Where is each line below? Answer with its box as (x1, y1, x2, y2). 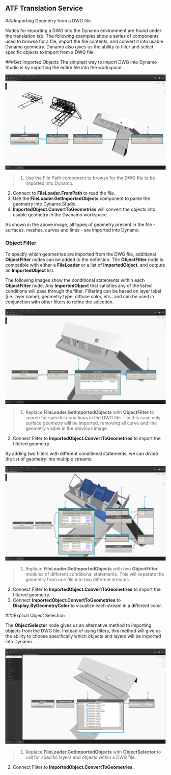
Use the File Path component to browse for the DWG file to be (25, 175, 155, 181)
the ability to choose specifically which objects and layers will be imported (5, 633, 161, 639)
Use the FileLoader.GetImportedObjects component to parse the (12, 195, 150, 202)
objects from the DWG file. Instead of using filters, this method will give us (5, 627, 161, 634)
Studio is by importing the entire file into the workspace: (5, 64, 123, 70)
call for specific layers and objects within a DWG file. (25, 754, 136, 760)
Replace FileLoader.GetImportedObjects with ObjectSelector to (25, 749, 161, 755)
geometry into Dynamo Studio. (12, 200, 77, 207)
